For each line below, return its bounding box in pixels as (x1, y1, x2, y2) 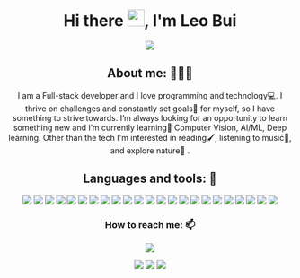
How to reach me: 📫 (104, 219, 196, 231)
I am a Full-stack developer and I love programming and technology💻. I (17, 90, 283, 100)
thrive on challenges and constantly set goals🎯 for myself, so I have (24, 103, 276, 114)
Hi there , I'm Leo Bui (63, 11, 237, 31)
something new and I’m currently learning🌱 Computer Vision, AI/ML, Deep (13, 122, 287, 133)
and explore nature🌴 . (110, 144, 190, 156)
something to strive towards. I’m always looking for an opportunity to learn (12, 112, 288, 123)
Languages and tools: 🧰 (83, 171, 217, 187)
